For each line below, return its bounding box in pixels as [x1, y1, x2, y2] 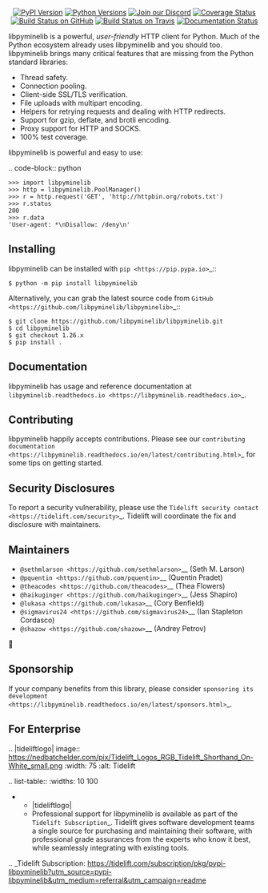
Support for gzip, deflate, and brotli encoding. [19, 115, 171, 124]
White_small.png [8, 761, 63, 770]
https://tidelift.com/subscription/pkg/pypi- [86, 858, 226, 868]
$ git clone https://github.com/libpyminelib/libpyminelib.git [8, 317, 224, 325]
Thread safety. [19, 73, 69, 82]
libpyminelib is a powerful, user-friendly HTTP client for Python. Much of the [8, 32, 260, 41]
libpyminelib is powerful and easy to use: [8, 148, 143, 157]
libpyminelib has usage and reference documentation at [8, 381, 192, 391]
